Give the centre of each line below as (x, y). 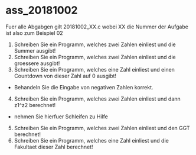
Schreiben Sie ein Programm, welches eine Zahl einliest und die (91, 140)
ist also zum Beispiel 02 (34, 33)
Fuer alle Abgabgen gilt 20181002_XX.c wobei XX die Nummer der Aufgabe (97, 27)
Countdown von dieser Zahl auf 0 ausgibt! (65, 76)
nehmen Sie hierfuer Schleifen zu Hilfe (61, 117)
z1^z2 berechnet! (35, 105)
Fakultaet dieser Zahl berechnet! (53, 147)
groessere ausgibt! (37, 63)
